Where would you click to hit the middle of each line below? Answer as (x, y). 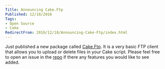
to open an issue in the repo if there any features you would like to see (77, 57)
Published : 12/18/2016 (29, 14)
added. (12, 62)
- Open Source (20, 23)
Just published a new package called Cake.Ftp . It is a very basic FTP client (82, 47)
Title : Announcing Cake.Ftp (34, 10)
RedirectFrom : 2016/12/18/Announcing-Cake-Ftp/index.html (66, 33)
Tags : (11, 19)
